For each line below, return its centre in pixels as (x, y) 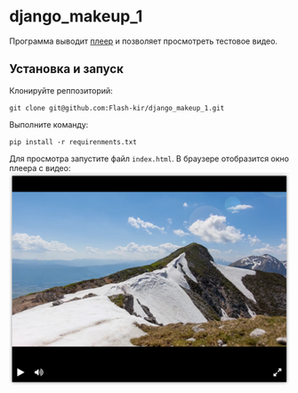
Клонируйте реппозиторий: (61, 90)
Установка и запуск (67, 69)
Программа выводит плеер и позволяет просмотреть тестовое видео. (144, 41)
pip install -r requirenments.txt (73, 142)
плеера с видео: (40, 168)
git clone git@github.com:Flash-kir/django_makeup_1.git (117, 108)
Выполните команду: (49, 124)
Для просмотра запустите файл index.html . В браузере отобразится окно (149, 159)
